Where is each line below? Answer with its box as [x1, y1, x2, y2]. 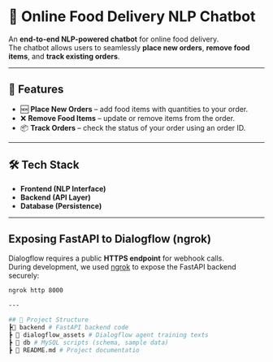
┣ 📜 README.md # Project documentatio [8, 346, 140, 354]
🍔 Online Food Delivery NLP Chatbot [8, 7, 256, 26]
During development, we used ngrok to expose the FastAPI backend [8, 262, 237, 272]
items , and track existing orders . [8, 51, 120, 61]
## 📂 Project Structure [8, 316, 89, 324]
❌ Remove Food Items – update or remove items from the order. [19, 113, 236, 123]
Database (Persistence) [19, 200, 102, 210]
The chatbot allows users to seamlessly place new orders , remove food [8, 42, 250, 52]
